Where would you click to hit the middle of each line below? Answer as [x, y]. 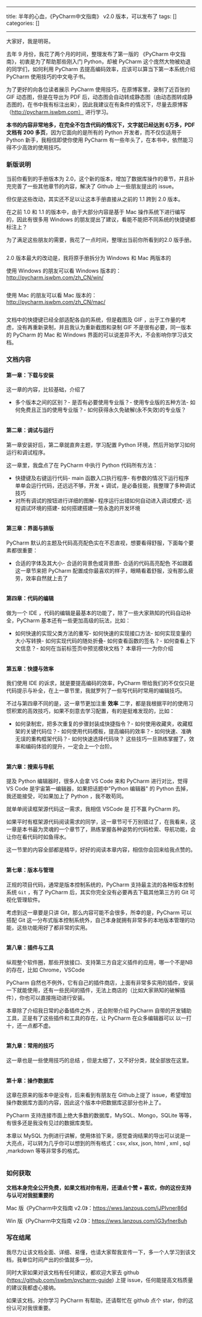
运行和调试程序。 [27, 452]
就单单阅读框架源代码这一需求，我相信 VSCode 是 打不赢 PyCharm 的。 [95, 809]
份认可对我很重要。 [30, 1308]
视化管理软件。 [25, 900]
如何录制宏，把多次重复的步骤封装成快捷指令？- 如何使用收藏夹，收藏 [101, 724]
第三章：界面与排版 [30, 528]
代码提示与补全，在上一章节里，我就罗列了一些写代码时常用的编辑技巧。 [96, 690]
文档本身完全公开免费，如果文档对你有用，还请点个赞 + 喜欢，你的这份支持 [99, 1187]
